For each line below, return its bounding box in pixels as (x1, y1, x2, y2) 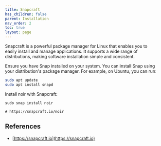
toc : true (5, 25, 25, 30)
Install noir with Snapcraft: (5, 91, 57, 97)
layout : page (5, 30, 32, 35)
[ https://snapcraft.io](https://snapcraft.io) (12, 135, 95, 141)
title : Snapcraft (5, 7, 40, 12)
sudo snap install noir (5, 101, 54, 105)
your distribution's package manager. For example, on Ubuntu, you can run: (5, 68, 157, 74)
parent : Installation (5, 16, 49, 21)
